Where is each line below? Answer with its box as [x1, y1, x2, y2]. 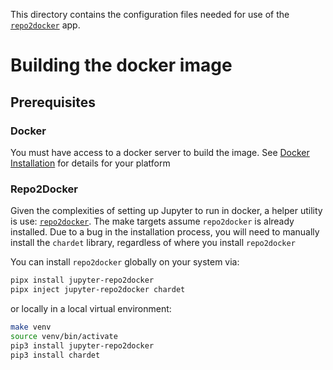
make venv [10, 322, 52, 332]
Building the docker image [10, 54, 233, 77]
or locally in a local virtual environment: [10, 302, 172, 314]
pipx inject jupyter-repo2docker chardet [10, 285, 186, 295]
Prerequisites [10, 94, 96, 111]
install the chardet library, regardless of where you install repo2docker [10, 237, 296, 249]
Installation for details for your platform [10, 157, 171, 169]
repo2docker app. [10, 19, 81, 31]
